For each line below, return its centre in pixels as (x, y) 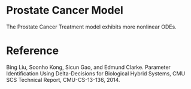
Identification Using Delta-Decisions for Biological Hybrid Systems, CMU (96, 73)
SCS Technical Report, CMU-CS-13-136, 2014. (63, 80)
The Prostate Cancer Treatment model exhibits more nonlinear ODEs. (91, 27)
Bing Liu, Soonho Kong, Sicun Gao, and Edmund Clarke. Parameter (88, 67)
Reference (32, 51)
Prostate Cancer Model (65, 10)
